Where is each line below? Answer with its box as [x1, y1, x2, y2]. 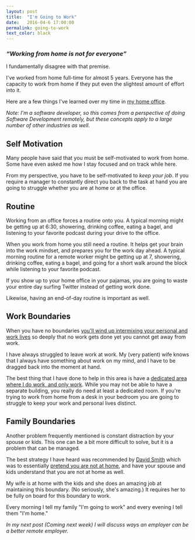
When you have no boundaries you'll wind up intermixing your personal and [6, 327, 188, 334]
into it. [6, 87, 22, 94]
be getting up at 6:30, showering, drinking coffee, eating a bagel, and [6, 223, 173, 230]
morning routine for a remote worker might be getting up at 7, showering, [6, 253, 182, 261]
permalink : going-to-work [6, 25, 69, 31]
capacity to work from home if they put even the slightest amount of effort [6, 80, 184, 88]
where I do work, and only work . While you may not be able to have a [6, 381, 172, 388]
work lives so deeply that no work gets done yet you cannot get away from [6, 333, 186, 340]
